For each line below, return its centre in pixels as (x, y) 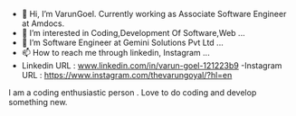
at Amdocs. (43, 23)
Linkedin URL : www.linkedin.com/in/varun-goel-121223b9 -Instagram (152, 66)
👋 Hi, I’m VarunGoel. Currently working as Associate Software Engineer (154, 14)
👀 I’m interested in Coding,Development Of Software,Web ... (133, 33)
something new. (38, 102)
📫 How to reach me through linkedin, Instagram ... (115, 53)
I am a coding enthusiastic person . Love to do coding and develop (133, 93)
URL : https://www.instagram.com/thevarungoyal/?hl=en (127, 75)
